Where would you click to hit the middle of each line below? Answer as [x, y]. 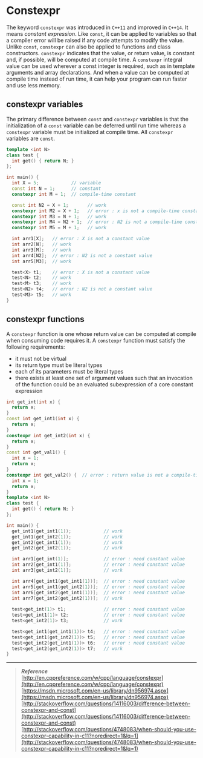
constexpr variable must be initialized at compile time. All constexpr [90, 132]
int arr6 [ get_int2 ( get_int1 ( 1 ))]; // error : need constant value [98, 592]
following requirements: [36, 347]
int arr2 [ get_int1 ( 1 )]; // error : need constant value [98, 565]
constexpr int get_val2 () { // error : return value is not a [88, 475]
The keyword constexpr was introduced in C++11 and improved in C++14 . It [97, 27]
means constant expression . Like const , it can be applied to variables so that [101, 33]
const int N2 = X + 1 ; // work [59, 205]
